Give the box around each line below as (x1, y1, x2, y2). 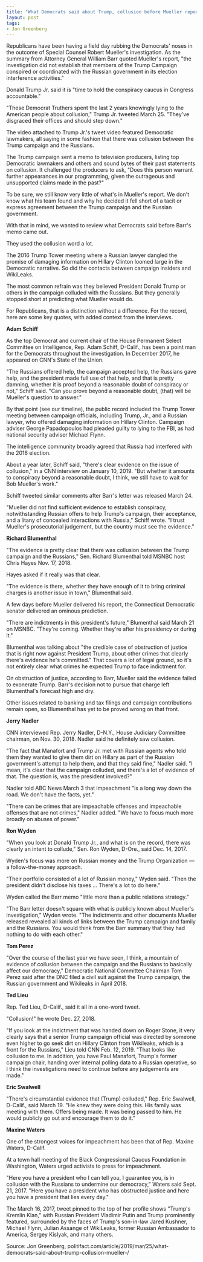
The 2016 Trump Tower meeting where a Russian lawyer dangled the (6, 252, 178, 259)
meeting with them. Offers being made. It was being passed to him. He (6, 1108, 182, 1116)
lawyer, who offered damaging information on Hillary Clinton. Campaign (6, 418, 184, 426)
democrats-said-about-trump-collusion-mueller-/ (6, 1249, 129, 1257)
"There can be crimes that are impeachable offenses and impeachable (6, 802, 182, 810)
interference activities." (6, 74, 65, 82)
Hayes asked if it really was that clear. (6, 571, 101, 578)
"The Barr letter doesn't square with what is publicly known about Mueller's (6, 905, 195, 912)
